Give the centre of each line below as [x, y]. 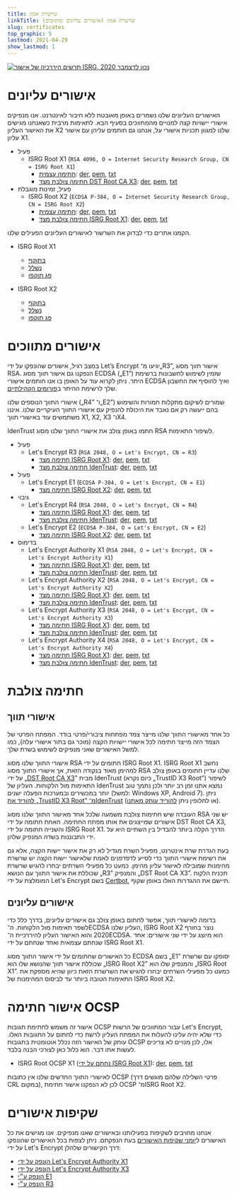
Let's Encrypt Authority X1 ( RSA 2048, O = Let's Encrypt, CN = [121, 550]
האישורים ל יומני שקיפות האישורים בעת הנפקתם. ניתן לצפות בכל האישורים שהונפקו [117, 1140]
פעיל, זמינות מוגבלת [44, 189]
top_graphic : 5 [30, 34]
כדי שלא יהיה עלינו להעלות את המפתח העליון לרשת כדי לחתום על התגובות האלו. [115, 1034]
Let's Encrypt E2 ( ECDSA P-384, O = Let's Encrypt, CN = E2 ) [117, 527]
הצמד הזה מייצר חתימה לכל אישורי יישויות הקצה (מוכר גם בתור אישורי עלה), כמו [114, 741]
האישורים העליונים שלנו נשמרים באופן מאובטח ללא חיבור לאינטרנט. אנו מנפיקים [114, 115]
